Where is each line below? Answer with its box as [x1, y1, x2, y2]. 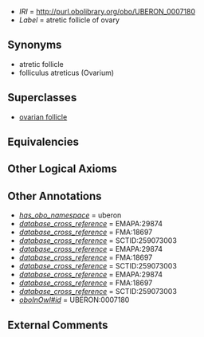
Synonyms [7, 38, 62, 52]
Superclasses [7, 91, 77, 104]
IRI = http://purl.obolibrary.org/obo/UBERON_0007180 [18, 7, 196, 16]
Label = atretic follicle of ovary [18, 15, 120, 25]
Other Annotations [7, 189, 102, 202]
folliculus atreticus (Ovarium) [18, 68, 115, 77]
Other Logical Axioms [7, 163, 117, 176]
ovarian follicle [18, 112, 68, 122]
